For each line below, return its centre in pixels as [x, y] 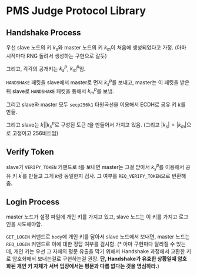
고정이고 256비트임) [35, 133]
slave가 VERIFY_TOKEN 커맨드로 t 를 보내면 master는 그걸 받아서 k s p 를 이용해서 [95, 167]
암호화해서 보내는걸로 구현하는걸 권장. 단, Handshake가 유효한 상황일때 [94, 259]
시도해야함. [30, 224]
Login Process [33, 202]
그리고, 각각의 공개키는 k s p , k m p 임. [46, 69]
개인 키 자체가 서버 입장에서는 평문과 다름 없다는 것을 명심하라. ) [88, 266]
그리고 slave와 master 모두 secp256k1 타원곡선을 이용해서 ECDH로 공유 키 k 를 [96, 105]
